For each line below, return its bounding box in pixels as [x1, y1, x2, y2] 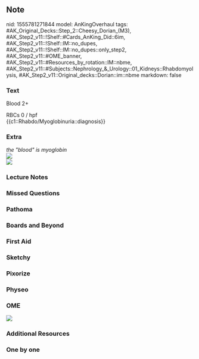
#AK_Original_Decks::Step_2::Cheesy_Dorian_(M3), [6, 27, 132, 34]
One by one [6, 345, 41, 354]
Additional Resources [6, 330, 70, 337]
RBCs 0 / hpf [6, 112, 38, 119]
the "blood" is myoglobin [6, 146, 67, 154]
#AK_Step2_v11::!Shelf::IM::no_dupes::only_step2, [6, 46, 127, 53]
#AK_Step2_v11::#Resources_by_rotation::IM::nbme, [6, 59, 132, 66]
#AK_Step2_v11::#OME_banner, [6, 52, 82, 59]
